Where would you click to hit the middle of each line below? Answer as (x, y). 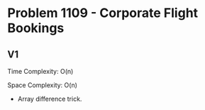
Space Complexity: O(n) (43, 85)
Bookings (36, 28)
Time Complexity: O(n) (40, 71)
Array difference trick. (50, 99)
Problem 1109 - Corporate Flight (103, 13)
